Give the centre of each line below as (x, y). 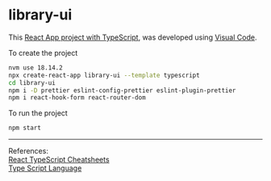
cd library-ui (32, 82)
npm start (25, 128)
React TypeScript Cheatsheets (59, 160)
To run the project (38, 113)
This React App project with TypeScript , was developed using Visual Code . (133, 37)
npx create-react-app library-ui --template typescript (104, 75)
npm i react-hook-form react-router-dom (77, 98)
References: (28, 151)
